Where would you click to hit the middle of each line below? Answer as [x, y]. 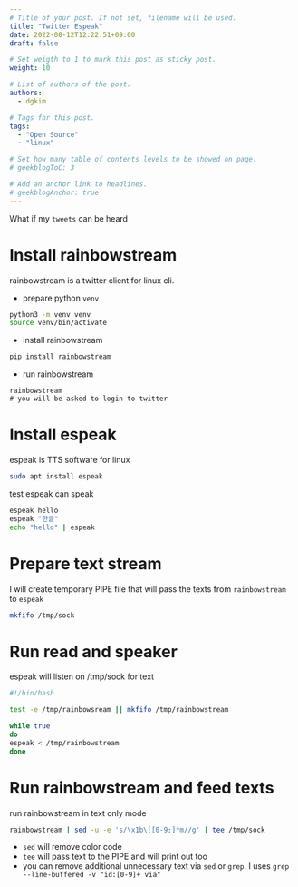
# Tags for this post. [52, 118]
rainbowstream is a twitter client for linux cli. [92, 280]
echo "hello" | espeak [52, 527]
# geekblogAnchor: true [54, 192]
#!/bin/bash [32, 694]
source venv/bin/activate [58, 323]
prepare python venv [61, 298]
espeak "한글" [34, 518]
